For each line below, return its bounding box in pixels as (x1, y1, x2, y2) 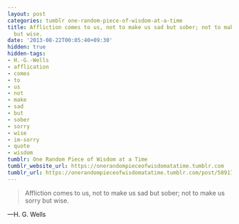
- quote (7, 143, 31, 150)
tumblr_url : (7, 169, 43, 176)
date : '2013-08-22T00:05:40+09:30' (7, 37, 113, 44)
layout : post (7, 10, 46, 18)
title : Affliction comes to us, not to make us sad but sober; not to (7, 23, 221, 31)
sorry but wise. (24, 196, 70, 205)
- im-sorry (7, 136, 40, 143)
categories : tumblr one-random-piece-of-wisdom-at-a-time (7, 17, 183, 24)
